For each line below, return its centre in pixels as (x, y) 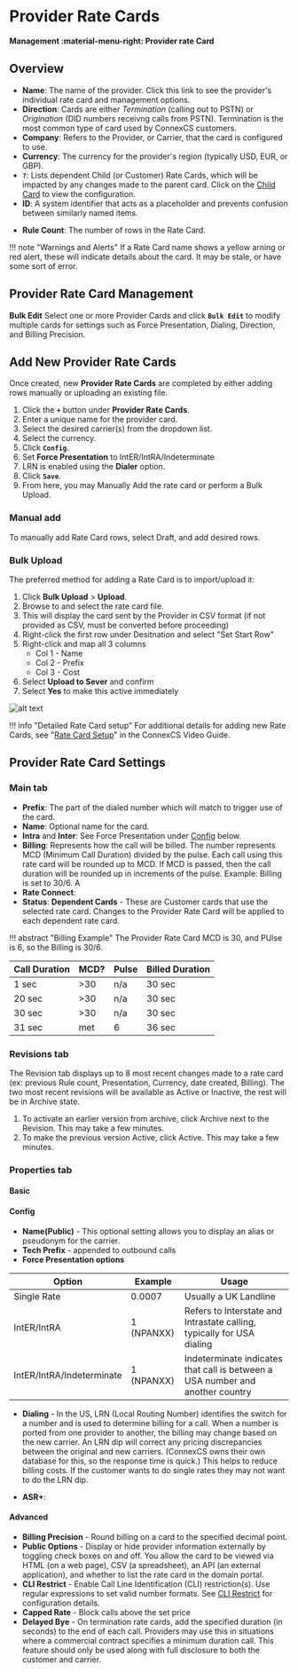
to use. (35, 146)
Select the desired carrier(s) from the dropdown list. (117, 429)
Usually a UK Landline (231, 1296)
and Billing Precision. (47, 334)
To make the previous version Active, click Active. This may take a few (150, 1137)
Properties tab (41, 1170)
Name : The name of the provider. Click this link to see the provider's (147, 90)
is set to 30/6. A (51, 883)
